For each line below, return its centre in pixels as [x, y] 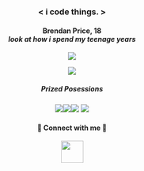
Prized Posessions [72, 88]
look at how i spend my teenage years [72, 39]
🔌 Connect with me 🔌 [72, 128]
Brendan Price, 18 [72, 31]
